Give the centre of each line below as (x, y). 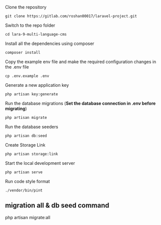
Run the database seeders (32, 127)
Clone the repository (26, 7)
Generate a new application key (37, 85)
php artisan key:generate (31, 94)
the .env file (17, 67)
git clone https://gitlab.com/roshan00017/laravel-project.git (71, 16)
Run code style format (27, 181)
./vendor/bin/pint (24, 190)
